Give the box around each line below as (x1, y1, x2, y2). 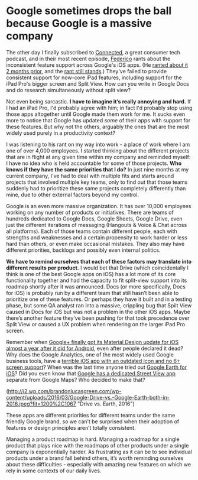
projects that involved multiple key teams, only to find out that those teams (6, 179, 188, 186)
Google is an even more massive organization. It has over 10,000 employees (6, 202, 191, 209)
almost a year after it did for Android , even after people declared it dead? (6, 345, 184, 352)
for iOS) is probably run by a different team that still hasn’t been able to (6, 289, 179, 296)
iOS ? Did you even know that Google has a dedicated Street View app (6, 369, 176, 377)
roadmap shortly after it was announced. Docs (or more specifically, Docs (6, 283, 186, 290)
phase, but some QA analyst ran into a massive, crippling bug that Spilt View (6, 301, 192, 309)
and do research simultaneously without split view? (6, 86, 131, 93)
